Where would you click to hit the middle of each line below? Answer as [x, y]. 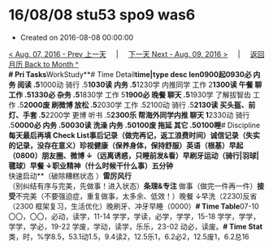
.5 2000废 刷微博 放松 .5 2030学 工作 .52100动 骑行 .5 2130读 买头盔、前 [136, 105]
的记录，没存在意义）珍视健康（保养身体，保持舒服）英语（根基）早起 [126, 145]
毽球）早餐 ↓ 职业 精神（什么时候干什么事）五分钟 [91, 165]
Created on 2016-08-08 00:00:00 [77, 37]
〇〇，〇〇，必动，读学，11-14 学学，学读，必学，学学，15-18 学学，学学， [134, 216]
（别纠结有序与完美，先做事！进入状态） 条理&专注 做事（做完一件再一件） [133, 186]
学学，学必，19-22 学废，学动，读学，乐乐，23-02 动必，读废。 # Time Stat [135, 226]
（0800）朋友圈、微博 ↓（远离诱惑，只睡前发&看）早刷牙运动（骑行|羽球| [134, 155]
